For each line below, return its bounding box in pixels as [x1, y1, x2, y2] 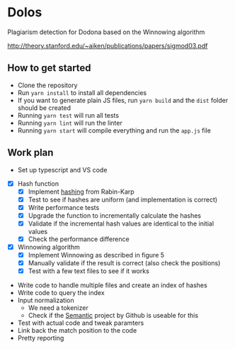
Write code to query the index [17, 289, 105, 297]
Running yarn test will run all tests [17, 111, 119, 119]
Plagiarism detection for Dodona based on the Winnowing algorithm [7, 28, 205, 36]
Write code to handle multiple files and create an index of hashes [17, 281, 207, 289]
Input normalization [17, 296, 74, 305]
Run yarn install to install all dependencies [17, 88, 147, 96]
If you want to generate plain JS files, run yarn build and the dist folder [17, 96, 229, 104]
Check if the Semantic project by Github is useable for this [28, 311, 199, 320]
